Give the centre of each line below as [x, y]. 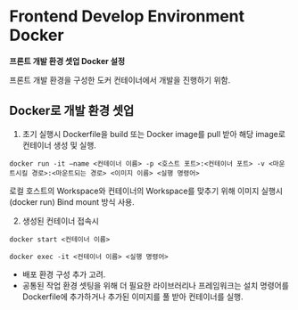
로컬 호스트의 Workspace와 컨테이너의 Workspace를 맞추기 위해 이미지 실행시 [146, 191]
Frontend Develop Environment [127, 16]
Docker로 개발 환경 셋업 [72, 111]
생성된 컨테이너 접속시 [61, 221]
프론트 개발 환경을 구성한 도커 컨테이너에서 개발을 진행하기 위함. [120, 80]
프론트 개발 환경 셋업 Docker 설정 [67, 61]
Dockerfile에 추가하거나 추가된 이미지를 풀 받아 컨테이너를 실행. [132, 297]
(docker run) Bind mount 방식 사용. [72, 201]
